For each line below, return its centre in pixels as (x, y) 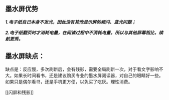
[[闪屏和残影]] (20, 92)
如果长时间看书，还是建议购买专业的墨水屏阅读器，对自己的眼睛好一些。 (89, 75)
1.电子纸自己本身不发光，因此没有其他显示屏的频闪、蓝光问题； (71, 22)
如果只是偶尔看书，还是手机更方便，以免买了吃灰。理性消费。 (69, 81)
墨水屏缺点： (25, 56)
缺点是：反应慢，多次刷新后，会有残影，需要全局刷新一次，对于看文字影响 (82, 69)
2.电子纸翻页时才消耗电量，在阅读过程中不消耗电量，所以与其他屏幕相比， (82, 32)
